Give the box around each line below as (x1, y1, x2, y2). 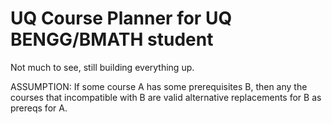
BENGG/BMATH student (10, 28, 214, 51)
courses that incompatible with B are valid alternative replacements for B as (10, 91, 322, 103)
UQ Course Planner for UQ (10, 7, 233, 30)
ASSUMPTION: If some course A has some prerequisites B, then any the (10, 80, 308, 92)
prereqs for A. (10, 102, 68, 114)
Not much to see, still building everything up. (10, 61, 195, 73)
